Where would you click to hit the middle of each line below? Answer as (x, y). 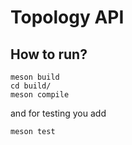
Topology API (67, 17)
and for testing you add (58, 113)
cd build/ (31, 86)
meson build (35, 77)
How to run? (49, 54)
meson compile (40, 95)
